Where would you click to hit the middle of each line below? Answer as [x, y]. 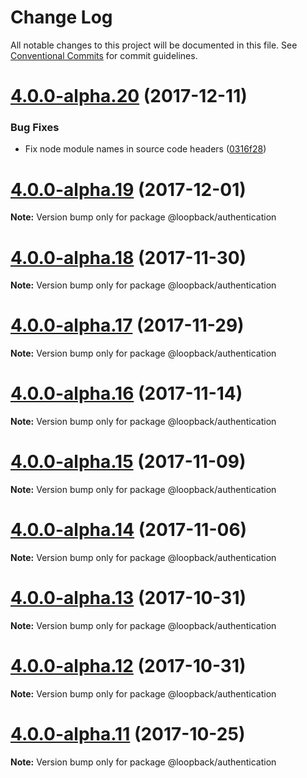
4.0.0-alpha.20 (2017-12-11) [129, 96]
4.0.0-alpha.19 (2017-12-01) [128, 189]
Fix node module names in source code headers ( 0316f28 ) [145, 149]
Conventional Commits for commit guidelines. [104, 55]
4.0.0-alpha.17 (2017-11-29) [127, 325]
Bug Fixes [35, 128]
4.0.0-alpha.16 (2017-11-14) [126, 393]
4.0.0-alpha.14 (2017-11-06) [129, 530]
